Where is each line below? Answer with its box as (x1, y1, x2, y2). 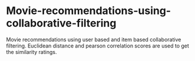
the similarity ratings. (6, 48, 57, 55)
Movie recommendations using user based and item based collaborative (6, 36, 181, 43)
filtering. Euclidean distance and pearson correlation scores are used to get (6, 42, 190, 49)
